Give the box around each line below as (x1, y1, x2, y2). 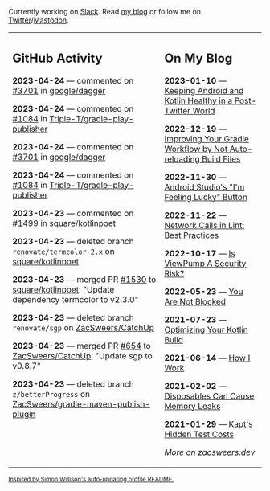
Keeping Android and (164, 84, 244, 96)
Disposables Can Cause (164, 390, 255, 401)
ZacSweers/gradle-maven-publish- (12, 398, 151, 409)
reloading (164, 153, 201, 164)
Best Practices (164, 229, 219, 240)
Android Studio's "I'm (164, 181, 245, 192)
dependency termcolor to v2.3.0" (12, 293, 139, 305)
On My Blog (164, 50, 233, 66)
